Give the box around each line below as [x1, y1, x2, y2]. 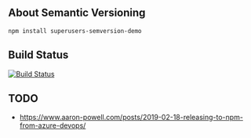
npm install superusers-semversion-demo [8, 27, 143, 34]
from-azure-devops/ [19, 121, 86, 130]
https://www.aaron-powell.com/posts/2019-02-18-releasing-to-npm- [19, 113, 243, 122]
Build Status [8, 49, 69, 62]
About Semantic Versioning [8, 6, 146, 20]
